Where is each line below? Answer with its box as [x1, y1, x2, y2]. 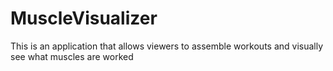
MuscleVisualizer [10, 7, 158, 30]
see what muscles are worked [10, 50, 134, 62]
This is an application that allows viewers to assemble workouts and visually [10, 40, 324, 52]
